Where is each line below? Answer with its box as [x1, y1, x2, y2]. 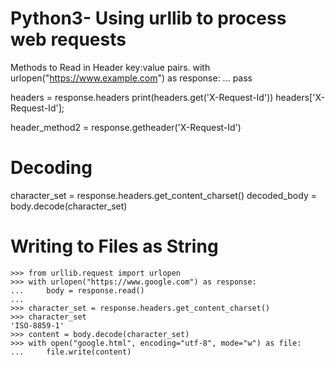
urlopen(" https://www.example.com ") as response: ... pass [10, 72, 253, 84]
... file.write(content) [10, 347, 132, 357]
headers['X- [275, 91, 325, 103]
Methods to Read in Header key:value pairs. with [10, 61, 211, 73]
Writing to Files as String [10, 235, 219, 258]
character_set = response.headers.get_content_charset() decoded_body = [10, 189, 317, 201]
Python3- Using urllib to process [10, 7, 287, 30]
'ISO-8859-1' [10, 320, 65, 331]
